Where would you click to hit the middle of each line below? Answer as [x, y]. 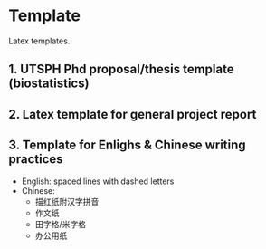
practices [36, 159]
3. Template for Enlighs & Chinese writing [127, 145]
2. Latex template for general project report [133, 114]
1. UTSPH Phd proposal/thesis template [121, 69]
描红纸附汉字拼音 [67, 201]
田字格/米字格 [61, 224]
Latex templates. [39, 41]
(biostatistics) [49, 84]
